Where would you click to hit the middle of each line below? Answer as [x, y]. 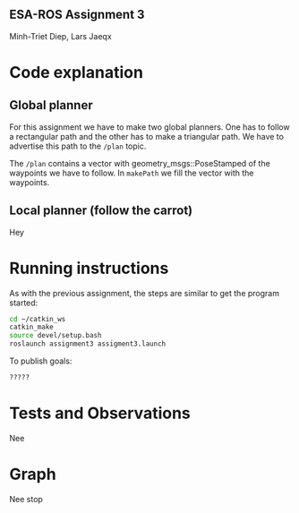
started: [24, 303]
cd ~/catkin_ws [38, 319]
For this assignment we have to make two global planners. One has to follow [149, 127]
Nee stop [26, 499]
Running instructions [89, 268]
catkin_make [31, 327]
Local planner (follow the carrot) [101, 211]
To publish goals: [41, 361]
